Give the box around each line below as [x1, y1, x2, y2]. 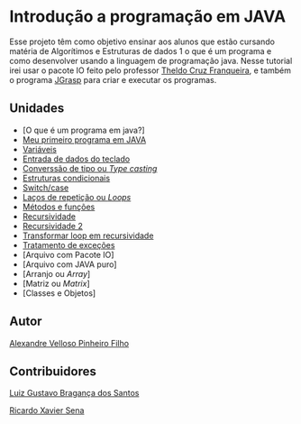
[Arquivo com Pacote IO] [22, 249, 114, 260]
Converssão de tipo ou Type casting [22, 162, 158, 173]
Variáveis [22, 143, 57, 154]
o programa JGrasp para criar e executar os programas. [9, 74, 217, 85]
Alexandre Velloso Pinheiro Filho [9, 337, 129, 348]
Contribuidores [9, 364, 96, 379]
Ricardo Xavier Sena [9, 405, 85, 416]
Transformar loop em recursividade [22, 230, 154, 241]
